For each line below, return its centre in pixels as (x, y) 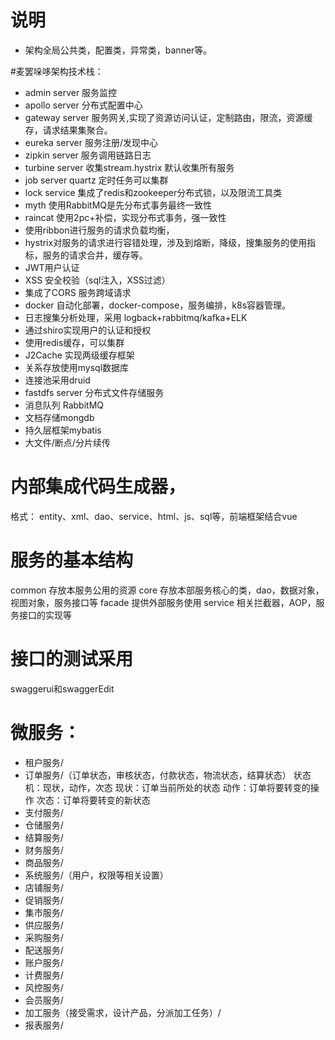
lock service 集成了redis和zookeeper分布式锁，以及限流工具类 (153, 192)
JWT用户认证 (52, 267)
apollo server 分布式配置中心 (83, 105)
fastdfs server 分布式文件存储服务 (94, 392)
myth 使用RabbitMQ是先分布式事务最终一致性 (118, 205)
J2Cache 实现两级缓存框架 (79, 355)
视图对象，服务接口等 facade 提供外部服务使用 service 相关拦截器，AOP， (163, 602)
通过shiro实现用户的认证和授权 (88, 330)
